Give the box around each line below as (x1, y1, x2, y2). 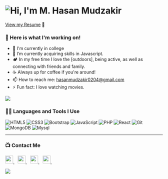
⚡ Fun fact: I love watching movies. (12, 84, 84, 90)
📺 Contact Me (5, 142, 41, 149)
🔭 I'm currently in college (12, 45, 64, 51)
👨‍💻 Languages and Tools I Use (5, 108, 80, 115)
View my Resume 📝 (5, 21, 45, 27)
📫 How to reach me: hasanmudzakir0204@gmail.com (12, 76, 125, 82)
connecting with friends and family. (12, 63, 85, 69)
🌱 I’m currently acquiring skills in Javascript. (12, 50, 103, 57)
